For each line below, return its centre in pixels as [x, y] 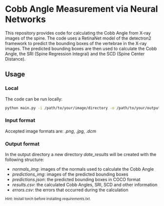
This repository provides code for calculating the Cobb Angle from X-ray [78, 33]
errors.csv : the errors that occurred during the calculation [70, 190]
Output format [22, 144]
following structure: [25, 160]
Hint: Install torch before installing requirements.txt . [48, 199]
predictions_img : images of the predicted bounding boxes [70, 174]
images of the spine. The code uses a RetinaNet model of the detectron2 [78, 38]
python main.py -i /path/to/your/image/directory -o [60, 108]
